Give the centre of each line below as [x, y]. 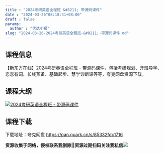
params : [13, 24]
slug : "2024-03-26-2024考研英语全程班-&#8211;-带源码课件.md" [67, 33]
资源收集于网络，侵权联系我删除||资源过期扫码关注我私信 [64, 145]
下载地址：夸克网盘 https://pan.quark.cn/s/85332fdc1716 [64, 135]
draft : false [20, 19]
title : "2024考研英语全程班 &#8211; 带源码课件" [54, 10]
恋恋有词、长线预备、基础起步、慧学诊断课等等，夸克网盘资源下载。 [76, 74]
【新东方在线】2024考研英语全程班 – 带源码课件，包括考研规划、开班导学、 [84, 68]
